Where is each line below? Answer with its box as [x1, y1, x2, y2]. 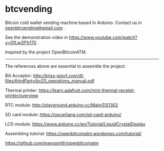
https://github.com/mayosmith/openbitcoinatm [5, 140, 99, 146]
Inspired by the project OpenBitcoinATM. [5, 49, 87, 55]
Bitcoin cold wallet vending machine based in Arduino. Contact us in [5, 20, 142, 25]
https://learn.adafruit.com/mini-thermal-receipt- [38, 87, 135, 93]
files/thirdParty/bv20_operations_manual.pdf [5, 77, 95, 84]
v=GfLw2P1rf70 [5, 39, 37, 45]
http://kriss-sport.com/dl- [33, 73, 85, 78]
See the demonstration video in [5, 34, 68, 40]
